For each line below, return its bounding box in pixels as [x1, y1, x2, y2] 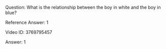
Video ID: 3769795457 [5, 29, 52, 35]
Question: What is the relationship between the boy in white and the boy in [5, 5, 161, 10]
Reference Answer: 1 [5, 20, 49, 25]
